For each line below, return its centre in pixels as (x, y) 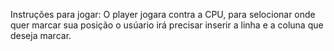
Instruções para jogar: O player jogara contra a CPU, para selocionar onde (163, 14)
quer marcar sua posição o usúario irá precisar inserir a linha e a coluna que (167, 25)
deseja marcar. (41, 35)
